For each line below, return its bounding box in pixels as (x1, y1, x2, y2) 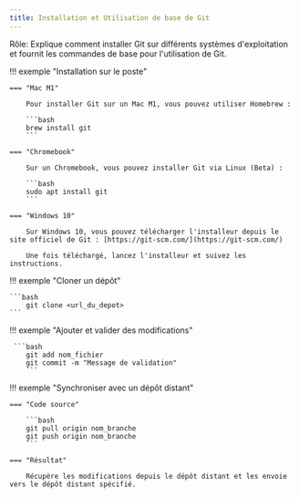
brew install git (26, 123, 92, 132)
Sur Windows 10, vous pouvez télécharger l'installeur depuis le (26, 227, 280, 236)
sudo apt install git (26, 187, 108, 196)
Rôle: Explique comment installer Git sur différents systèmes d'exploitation (9, 38, 289, 49)
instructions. (9, 259, 64, 268)
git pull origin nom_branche (26, 423, 137, 433)
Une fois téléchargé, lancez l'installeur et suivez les (26, 251, 247, 260)
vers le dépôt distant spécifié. (9, 480, 137, 489)
